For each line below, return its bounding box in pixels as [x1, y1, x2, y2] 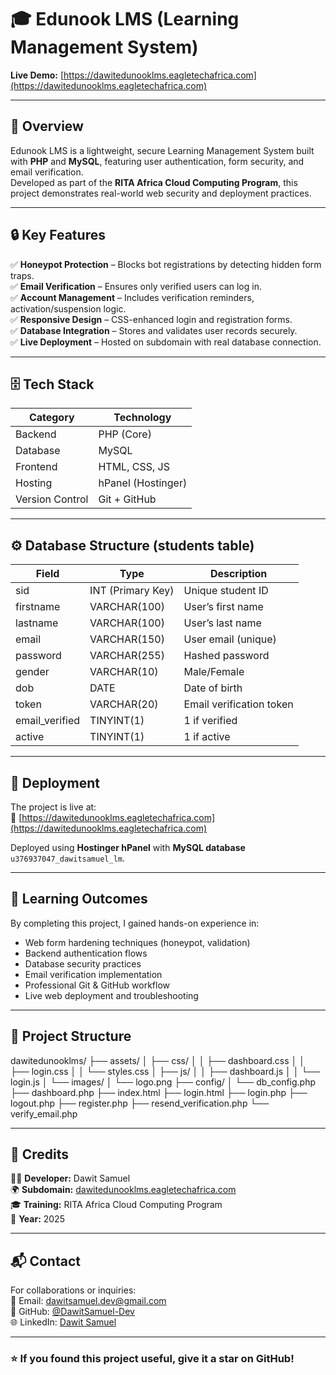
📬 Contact [10, 1252, 81, 1270]
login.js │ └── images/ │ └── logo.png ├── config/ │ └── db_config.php [10, 1076, 317, 1088]
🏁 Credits [10, 1146, 70, 1163]
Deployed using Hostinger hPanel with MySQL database [10, 842, 246, 853]
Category [28, 411, 75, 425]
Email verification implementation [24, 968, 163, 980]
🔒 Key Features [10, 227, 106, 244]
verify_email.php [10, 1107, 78, 1120]
